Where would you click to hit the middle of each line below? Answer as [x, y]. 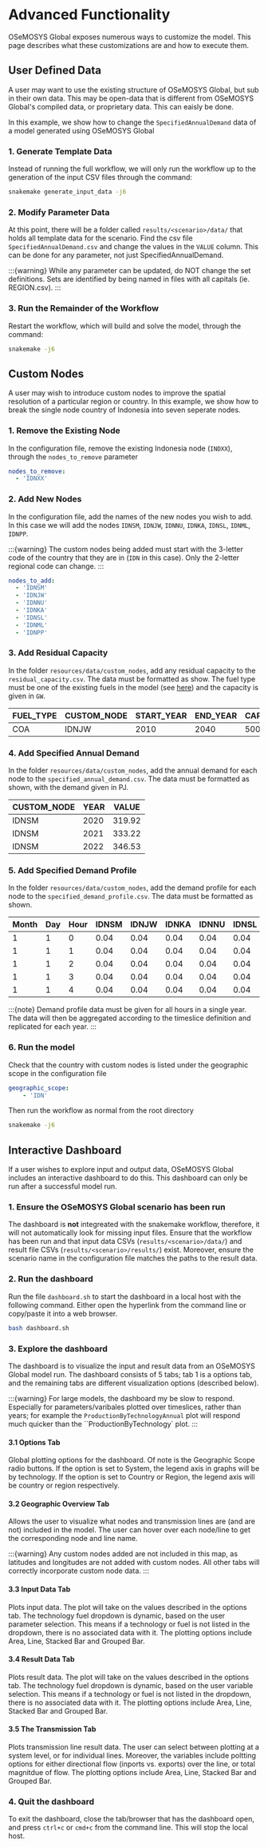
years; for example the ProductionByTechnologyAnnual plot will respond [124, 1415]
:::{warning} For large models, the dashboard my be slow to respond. [122, 1398]
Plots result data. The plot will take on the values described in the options [129, 1677]
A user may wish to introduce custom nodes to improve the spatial [117, 393]
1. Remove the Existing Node [65, 431]
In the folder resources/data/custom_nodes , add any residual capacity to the [132, 670]
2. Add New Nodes [45, 499]
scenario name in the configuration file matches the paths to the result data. [133, 1258]
